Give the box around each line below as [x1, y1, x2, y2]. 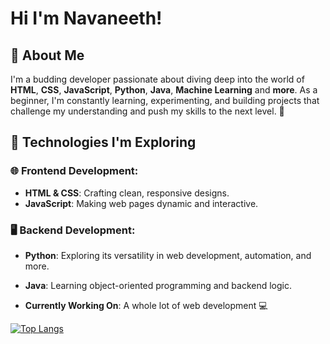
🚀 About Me [10, 47, 85, 64]
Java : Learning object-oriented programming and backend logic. [24, 279, 293, 291]
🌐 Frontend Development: [10, 164, 139, 178]
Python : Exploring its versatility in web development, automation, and [24, 249, 312, 261]
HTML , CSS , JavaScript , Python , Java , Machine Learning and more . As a [10, 84, 318, 96]
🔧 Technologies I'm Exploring [10, 134, 197, 151]
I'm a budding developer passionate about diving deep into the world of [10, 73, 305, 85]
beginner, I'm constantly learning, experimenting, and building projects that [10, 95, 320, 106]
